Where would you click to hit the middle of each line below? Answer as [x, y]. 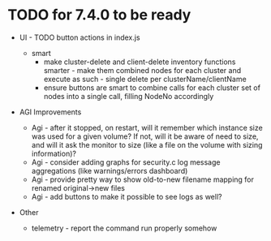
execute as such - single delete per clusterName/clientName [145, 79]
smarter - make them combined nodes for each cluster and [142, 70]
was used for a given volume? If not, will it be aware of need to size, [145, 136]
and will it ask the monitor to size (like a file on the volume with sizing [147, 144]
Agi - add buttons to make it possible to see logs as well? [127, 196]
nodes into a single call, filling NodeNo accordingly [129, 96]
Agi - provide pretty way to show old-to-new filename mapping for [143, 179]
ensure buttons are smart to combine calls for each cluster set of [152, 88]
